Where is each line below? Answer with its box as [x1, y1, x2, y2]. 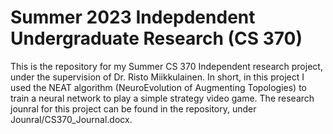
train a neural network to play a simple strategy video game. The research [10, 92, 315, 104]
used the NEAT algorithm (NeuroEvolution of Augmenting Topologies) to [10, 81, 307, 93]
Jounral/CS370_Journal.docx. [10, 113, 133, 125]
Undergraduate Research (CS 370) [10, 27, 303, 50]
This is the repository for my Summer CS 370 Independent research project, [10, 60, 323, 72]
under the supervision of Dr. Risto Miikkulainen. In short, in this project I [10, 71, 305, 83]
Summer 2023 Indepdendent [10, 6, 256, 29]
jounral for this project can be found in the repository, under [10, 102, 257, 115]
